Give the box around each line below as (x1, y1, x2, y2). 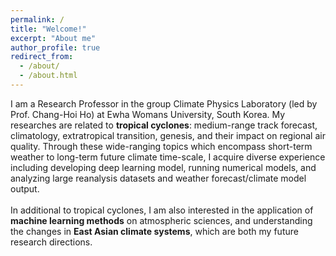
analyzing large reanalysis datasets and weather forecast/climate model (10, 172, 307, 184)
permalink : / (10, 14, 65, 25)
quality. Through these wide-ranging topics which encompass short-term (10, 140, 313, 152)
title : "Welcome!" (10, 24, 87, 34)
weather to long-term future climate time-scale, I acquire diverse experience (10, 151, 326, 163)
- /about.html (19, 71, 78, 81)
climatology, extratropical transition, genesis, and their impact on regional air (10, 129, 326, 141)
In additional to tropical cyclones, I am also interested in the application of (10, 204, 314, 216)
